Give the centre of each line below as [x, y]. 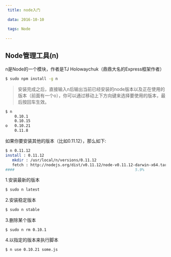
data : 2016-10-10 [26, 19]
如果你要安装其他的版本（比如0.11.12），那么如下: [56, 141]
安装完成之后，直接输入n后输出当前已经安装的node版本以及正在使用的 [91, 89]
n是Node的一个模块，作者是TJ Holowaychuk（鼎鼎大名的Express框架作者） [85, 69]
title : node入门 [24, 10]
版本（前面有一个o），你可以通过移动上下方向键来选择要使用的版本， [89, 96]
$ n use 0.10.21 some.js [32, 250]
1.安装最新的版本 [22, 180]
